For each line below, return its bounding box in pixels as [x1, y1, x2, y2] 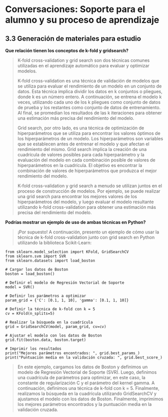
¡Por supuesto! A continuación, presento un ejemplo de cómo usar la [17, 229, 159, 235]
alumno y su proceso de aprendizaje [5, 14, 159, 26]
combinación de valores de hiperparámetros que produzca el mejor [17, 168, 157, 174]
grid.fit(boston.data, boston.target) [5, 338, 86, 343]
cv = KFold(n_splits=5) [5, 311, 55, 316]
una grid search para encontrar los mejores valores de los [17, 194, 137, 199]
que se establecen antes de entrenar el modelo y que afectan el [17, 141, 149, 147]
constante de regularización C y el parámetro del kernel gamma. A [17, 380, 155, 386]
